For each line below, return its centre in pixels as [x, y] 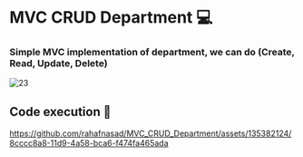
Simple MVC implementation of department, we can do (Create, [152, 53]
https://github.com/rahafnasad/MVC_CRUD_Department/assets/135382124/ [151, 133]
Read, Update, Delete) [59, 64]
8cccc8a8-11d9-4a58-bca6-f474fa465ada [89, 143]
